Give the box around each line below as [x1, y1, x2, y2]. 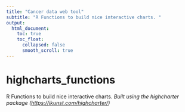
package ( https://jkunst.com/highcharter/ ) [6, 99, 110, 106]
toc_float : [17, 36, 44, 42]
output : [6, 20, 26, 26]
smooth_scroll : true [21, 48, 73, 54]
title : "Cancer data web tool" [6, 8, 84, 15]
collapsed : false [21, 42, 66, 48]
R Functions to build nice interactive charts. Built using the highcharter [6, 93, 179, 100]
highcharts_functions [6, 73, 115, 86]
